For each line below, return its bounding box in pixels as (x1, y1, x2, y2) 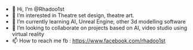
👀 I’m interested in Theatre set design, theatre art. (11, 12, 134, 19)
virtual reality (11, 31, 45, 38)
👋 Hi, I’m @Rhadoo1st (11, 6, 65, 12)
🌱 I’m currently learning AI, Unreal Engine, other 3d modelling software (11, 18, 186, 25)
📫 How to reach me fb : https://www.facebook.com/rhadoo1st (11, 37, 166, 44)
